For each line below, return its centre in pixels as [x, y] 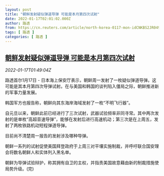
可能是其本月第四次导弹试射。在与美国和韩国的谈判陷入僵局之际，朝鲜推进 [80, 86]
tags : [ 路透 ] [20, 32]
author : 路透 [18, 23]
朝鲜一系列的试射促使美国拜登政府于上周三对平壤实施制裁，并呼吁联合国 [78, 146]
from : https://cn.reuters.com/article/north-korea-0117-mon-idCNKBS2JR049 [83, 28]
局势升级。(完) [20, 169]
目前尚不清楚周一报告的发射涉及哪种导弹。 [48, 135]
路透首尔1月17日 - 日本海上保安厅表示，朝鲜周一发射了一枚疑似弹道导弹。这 [81, 80]
